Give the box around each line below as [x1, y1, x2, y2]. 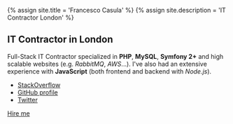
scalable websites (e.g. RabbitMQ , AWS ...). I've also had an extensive [7, 60, 208, 68]
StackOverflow [17, 81, 61, 89]
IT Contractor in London [7, 34, 113, 46]
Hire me [7, 109, 30, 118]
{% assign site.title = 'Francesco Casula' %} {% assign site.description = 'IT [7, 6, 226, 14]
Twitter [17, 95, 38, 104]
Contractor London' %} [7, 13, 75, 22]
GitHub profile [17, 88, 58, 97]
